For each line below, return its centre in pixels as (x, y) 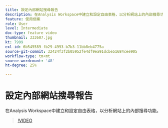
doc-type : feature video (31, 33)
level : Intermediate (27, 28)
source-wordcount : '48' (30, 61)
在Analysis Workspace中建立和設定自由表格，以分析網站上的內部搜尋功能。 (83, 111)
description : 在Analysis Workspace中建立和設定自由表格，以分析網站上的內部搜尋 (83, 14)
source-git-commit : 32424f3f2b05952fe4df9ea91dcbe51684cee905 (71, 51)
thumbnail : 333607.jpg (29, 38)
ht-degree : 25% (21, 65)
